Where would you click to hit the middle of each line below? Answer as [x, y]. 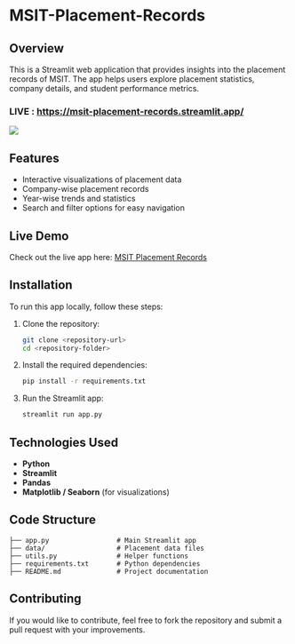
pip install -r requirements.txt [84, 382]
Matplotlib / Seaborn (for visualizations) [96, 492]
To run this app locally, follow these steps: [86, 306]
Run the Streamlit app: [63, 398]
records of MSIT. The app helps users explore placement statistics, [132, 79]
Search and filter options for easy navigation [103, 208]
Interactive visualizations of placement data [102, 179]
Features [34, 158]
